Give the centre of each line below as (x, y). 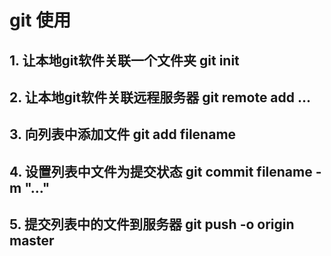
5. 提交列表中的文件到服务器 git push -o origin (152, 224)
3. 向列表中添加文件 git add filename (123, 134)
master (32, 241)
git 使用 (40, 20)
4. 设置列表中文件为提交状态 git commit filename (161, 171)
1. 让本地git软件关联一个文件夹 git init (124, 60)
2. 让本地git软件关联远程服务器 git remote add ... (160, 97)
